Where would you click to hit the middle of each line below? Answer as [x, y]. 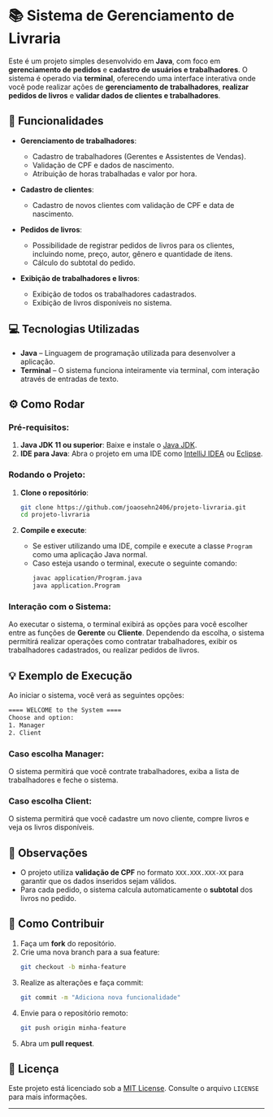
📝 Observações [48, 853]
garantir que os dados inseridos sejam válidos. [98, 881]
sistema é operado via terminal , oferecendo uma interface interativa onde [132, 78]
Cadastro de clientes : [57, 189]
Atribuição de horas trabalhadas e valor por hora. [115, 173]
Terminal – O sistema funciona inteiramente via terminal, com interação [140, 370]
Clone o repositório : [54, 492]
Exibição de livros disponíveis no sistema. [102, 302]
